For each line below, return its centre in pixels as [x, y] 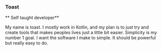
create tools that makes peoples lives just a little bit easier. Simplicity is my [81, 33]
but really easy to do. [27, 43]
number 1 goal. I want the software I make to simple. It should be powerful [81, 38]
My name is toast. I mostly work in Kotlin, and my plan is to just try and [77, 27]
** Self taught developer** [32, 18]
